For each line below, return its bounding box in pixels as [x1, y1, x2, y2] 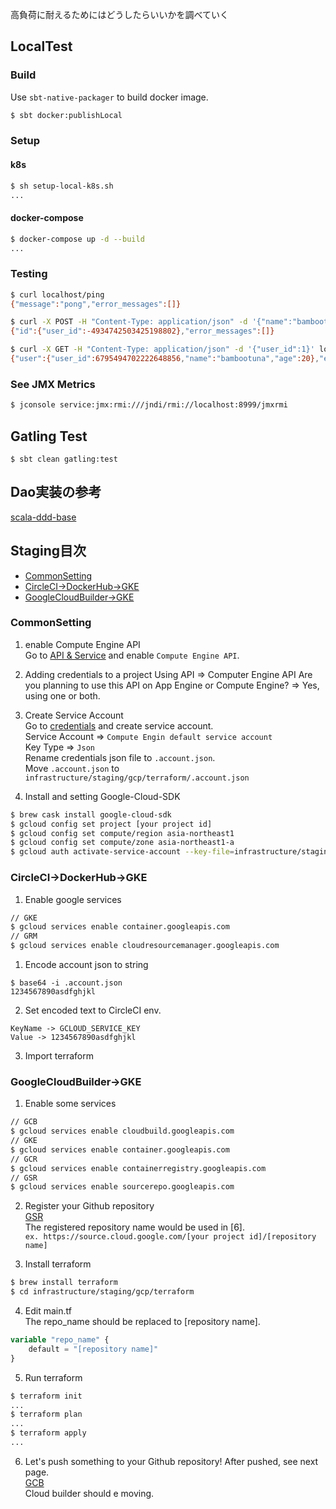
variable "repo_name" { [10, 1335, 110, 1345]
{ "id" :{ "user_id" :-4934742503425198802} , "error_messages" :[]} [10, 326, 275, 337]
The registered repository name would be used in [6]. [24, 1221, 245, 1233]
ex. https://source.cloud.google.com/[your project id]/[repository [24, 1232, 317, 1242]
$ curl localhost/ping [10, 289, 105, 300]
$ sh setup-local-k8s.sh [10, 181, 114, 191]
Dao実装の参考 [10, 484, 102, 501]
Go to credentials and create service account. [24, 719, 214, 732]
